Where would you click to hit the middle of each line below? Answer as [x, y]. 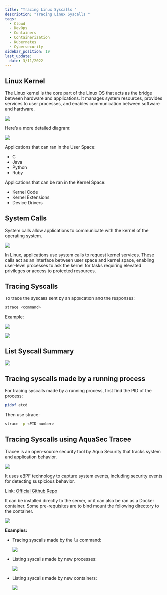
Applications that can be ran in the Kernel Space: [55, 182]
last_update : [19, 56]
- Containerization [30, 38]
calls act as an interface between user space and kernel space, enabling [80, 260]
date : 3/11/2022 [26, 61]
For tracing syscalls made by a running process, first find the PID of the [79, 391]
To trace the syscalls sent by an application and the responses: [70, 298]
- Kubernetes [23, 42]
